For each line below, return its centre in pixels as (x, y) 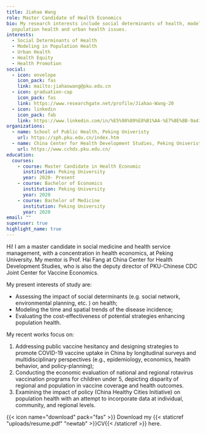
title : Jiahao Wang (31, 12)
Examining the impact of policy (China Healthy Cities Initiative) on (98, 392)
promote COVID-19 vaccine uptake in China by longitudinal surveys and (105, 353)
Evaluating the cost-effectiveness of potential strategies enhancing (100, 316)
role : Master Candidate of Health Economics (64, 18)
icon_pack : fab (37, 115)
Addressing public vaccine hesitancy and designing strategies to (97, 346)
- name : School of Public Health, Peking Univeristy (81, 132)
